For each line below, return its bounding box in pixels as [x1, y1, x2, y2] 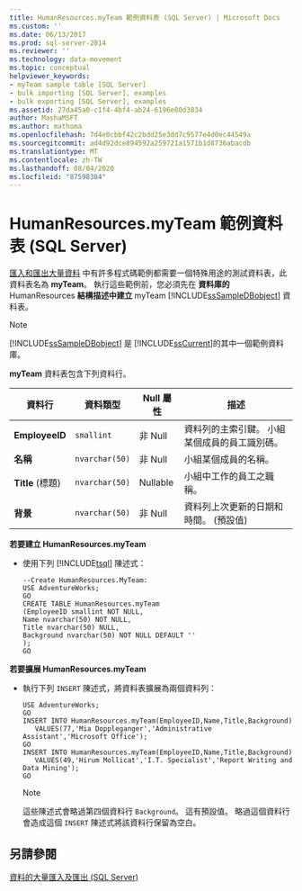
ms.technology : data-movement [9, 55, 123, 64]
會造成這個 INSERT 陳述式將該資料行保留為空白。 [22, 817, 201, 828]
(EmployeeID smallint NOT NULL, [22, 607, 144, 616]
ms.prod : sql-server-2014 [9, 38, 106, 48]
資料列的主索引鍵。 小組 [183, 423, 286, 436]
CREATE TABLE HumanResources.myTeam [22, 599, 160, 608]
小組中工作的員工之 [183, 470, 265, 482]
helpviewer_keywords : [9, 72, 91, 81]
